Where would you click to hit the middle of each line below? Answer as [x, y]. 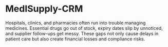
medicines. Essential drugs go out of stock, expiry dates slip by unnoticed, [84, 28]
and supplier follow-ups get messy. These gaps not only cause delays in [82, 33]
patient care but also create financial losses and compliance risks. [75, 39]
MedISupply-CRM [44, 9]
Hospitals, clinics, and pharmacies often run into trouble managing [76, 23]
